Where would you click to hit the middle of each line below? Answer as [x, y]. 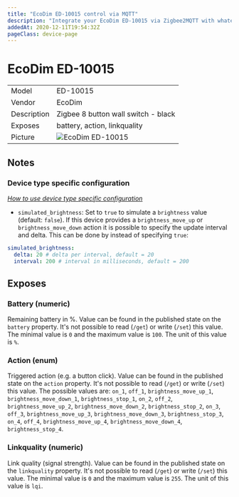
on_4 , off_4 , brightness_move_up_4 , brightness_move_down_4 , [95, 421]
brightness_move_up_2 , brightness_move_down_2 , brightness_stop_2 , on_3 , [114, 406]
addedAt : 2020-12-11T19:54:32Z [54, 27]
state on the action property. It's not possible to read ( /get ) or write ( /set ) [116, 384]
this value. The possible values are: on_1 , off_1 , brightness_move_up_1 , [111, 391]
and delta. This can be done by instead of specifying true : [103, 235]
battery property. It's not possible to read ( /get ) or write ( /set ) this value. [115, 327]
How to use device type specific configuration [75, 198]
